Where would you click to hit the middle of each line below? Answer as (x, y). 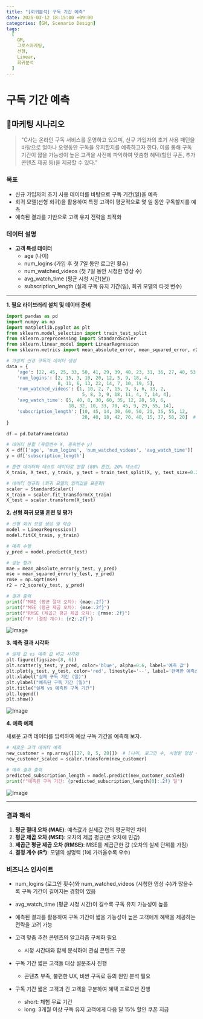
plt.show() (20, 699)
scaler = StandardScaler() (40, 489)
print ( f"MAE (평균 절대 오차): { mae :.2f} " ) (58, 602)
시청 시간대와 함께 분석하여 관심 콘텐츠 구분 (75, 951)
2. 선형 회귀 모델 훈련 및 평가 (39, 513)
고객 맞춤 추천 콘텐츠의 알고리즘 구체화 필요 (66, 938)
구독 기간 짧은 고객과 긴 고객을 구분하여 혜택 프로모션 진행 (83, 989)
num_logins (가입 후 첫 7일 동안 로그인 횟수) (76, 263)
